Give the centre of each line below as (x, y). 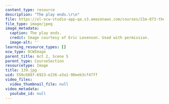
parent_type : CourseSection (35, 61)
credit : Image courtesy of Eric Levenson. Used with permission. (80, 38)
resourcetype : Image (27, 65)
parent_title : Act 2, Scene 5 (37, 56)
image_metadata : (22, 28)
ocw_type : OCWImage (26, 51)
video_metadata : (22, 89)
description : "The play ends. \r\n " (43, 14)
